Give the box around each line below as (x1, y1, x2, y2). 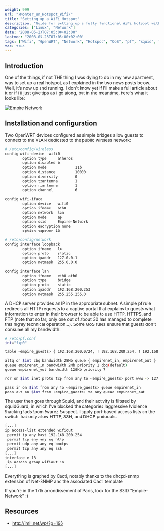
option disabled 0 (22, 160, 60, 165)
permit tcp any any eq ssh (7, 446, 62, 451)
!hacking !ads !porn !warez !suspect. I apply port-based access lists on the (5, 409, 155, 415)
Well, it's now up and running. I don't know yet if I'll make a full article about (5, 85, 157, 91)
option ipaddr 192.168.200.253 (22, 287, 91, 292)
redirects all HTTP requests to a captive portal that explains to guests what (5, 305, 155, 311)
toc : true (5, 44, 25, 48)
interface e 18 (5, 455, 36, 460)
